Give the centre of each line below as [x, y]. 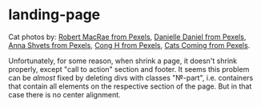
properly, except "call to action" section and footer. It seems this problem [129, 69]
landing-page [54, 15]
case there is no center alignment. [65, 94]
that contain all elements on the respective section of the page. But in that [130, 86]
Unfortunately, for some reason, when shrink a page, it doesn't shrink [123, 61]
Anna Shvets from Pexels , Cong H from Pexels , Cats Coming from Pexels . [129, 45]
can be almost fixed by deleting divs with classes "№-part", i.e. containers [131, 77]
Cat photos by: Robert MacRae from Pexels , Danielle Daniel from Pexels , [127, 37]
